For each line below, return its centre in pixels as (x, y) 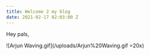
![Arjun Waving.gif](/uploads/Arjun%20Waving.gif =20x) (75, 46)
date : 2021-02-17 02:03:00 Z (42, 17)
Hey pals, (18, 34)
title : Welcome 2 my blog (38, 12)
